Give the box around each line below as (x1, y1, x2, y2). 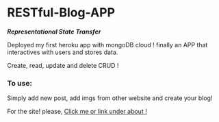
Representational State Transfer (7, 27, 101, 36)
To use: (7, 78, 33, 88)
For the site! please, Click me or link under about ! (7, 108, 147, 116)
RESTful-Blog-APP (7, 5, 115, 21)
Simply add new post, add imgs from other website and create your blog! (7, 94, 213, 102)
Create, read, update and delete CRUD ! (7, 61, 119, 69)
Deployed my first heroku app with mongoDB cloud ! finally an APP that (7, 40, 208, 49)
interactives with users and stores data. (7, 48, 118, 56)
